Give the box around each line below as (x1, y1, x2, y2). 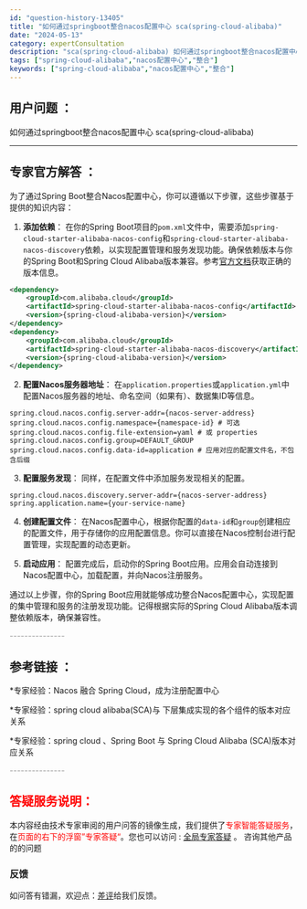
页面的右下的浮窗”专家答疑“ (17, 830, 122, 841)
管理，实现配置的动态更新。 (30, 539, 135, 550)
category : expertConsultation (9, 38, 125, 48)
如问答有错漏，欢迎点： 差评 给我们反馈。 (9, 890, 162, 901)
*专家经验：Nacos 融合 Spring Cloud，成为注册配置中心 (9, 685, 220, 696)
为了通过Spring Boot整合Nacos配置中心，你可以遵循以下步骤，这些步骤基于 (9, 190, 294, 201)
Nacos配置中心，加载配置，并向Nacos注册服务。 (22, 570, 208, 581)
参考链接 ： (9, 659, 73, 674)
